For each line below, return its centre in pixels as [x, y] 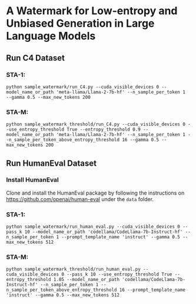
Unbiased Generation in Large [80, 23]
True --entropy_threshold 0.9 [104, 130]
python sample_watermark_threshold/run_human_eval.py [74, 269]
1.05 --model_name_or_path [86, 280]
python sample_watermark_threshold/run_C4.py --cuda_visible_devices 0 [96, 124]
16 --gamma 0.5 [140, 140]
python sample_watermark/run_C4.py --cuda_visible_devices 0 [83, 87]
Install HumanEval [32, 180]
